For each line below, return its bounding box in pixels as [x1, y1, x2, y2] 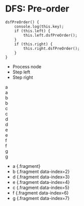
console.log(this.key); [14, 24, 64, 29]
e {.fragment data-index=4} [12, 179, 70, 185]
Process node [12, 63, 42, 69]
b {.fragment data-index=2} [12, 168, 70, 174]
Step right [12, 74, 34, 80]
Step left [12, 69, 30, 75]
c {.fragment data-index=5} [12, 184, 70, 190]
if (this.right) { [14, 41, 53, 47]
